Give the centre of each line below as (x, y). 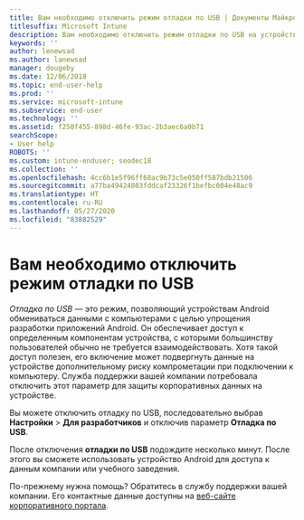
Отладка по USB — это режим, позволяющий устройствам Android (139, 308)
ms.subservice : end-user (56, 110)
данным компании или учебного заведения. (95, 468)
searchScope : (34, 136)
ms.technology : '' (44, 118)
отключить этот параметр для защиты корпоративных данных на (136, 385)
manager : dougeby (42, 69)
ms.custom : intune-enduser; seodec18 (81, 161)
